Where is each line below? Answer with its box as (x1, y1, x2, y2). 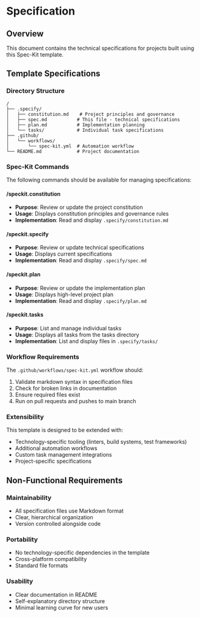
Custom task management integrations (15, 451, 112, 458)
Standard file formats (15, 562, 68, 569)
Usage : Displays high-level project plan (15, 290, 114, 298)
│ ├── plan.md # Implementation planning (6, 121, 145, 128)
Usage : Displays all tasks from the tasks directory (15, 331, 139, 338)
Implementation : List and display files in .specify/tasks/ (15, 337, 158, 344)
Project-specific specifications (15, 457, 92, 465)
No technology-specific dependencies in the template (15, 549, 150, 556)
